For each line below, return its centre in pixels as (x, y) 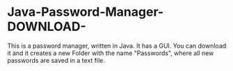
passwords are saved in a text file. (56, 60)
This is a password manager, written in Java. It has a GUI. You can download (117, 45)
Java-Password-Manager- (86, 12)
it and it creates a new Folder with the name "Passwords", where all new (111, 53)
